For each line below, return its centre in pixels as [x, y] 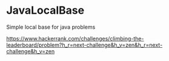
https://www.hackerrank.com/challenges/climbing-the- [75, 38]
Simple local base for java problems [51, 27]
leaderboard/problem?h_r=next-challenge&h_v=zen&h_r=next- [85, 45]
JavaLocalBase [45, 10]
